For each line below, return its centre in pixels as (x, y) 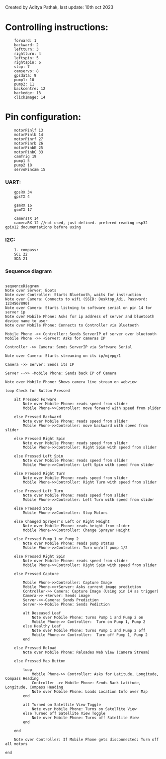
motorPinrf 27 (29, 139)
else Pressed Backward (38, 417)
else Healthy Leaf (42, 626)
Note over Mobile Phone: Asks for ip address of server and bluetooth (80, 316)
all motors (16, 744)
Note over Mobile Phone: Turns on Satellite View (84, 709)
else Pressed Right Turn (40, 473)
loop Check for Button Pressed (38, 391)
